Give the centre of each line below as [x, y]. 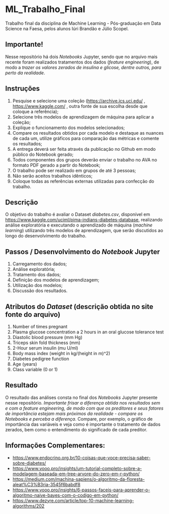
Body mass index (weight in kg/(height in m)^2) [61, 353]
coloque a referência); [35, 111]
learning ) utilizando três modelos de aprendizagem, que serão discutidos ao [84, 231]
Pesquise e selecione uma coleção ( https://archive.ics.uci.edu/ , [79, 101]
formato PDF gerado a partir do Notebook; [56, 165]
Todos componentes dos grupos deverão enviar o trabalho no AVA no [85, 159]
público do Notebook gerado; [43, 154]
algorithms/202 [28, 506]
